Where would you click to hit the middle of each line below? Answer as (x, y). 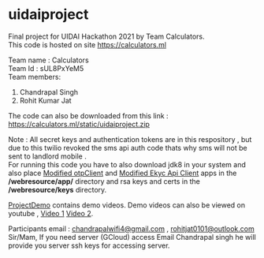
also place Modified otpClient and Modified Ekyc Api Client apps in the (123, 173)
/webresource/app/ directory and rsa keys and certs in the (104, 181)
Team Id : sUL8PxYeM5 (46, 68)
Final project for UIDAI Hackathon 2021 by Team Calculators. (106, 36)
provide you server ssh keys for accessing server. (89, 245)
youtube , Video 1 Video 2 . (51, 213)
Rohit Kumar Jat (46, 100)
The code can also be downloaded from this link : (88, 115)
